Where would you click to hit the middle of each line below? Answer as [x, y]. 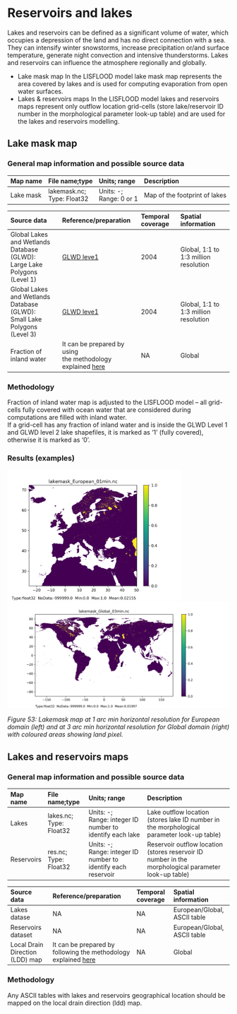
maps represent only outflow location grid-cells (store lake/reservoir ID [121, 106]
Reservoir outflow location [185, 844]
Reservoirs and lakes [70, 13]
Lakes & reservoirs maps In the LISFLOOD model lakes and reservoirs [119, 99]
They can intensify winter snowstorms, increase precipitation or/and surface [118, 47]
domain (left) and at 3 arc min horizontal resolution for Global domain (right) [119, 727]
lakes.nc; [61, 816]
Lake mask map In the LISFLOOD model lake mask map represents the [120, 76]
